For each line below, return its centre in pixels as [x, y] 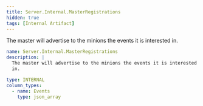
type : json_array [39, 97]
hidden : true [23, 18]
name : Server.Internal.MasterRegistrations [62, 52]
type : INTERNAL [26, 80]
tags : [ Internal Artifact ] [40, 23]
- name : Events [31, 91]
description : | [26, 58]
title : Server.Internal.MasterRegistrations [64, 12]
